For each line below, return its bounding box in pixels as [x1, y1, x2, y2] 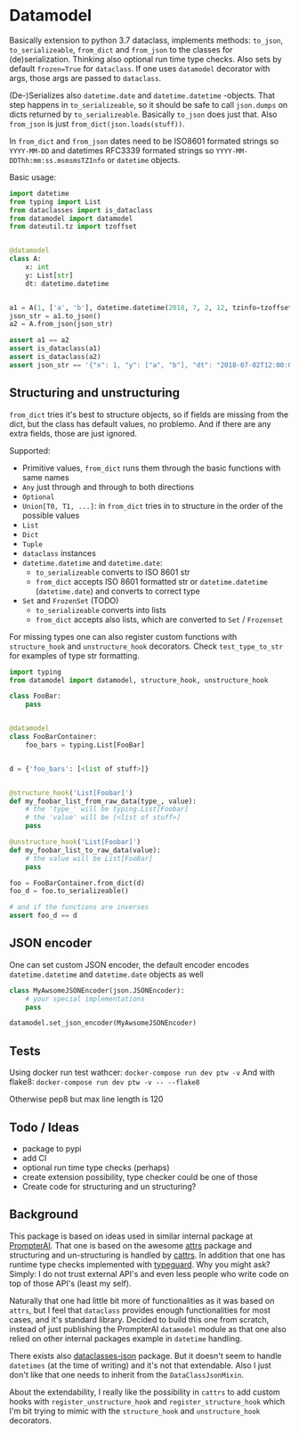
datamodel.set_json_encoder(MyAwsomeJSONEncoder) [9, 1019, 198, 1028]
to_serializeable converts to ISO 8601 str [35, 567, 190, 577]
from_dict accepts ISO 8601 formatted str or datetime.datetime [35, 576, 269, 586]
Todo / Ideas [9, 1119, 80, 1134]
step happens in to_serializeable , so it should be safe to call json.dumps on [9, 99, 288, 110]
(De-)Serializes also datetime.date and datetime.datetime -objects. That [9, 90, 276, 101]
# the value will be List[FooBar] [25, 854, 153, 863]
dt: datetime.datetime [25, 279, 109, 288]
